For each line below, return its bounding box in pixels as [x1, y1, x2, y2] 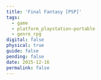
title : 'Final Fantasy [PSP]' [6, 8, 82, 15]
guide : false [6, 48, 39, 54]
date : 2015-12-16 [6, 59, 50, 65]
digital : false [6, 37, 44, 43]
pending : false [6, 54, 44, 60]
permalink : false [6, 64, 50, 71]
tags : [6, 14, 20, 20]
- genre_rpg [11, 31, 42, 37]
